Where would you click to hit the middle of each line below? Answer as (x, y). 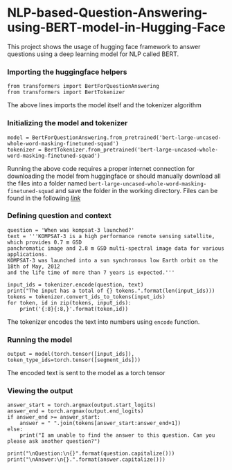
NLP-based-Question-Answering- (107, 13)
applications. (28, 254)
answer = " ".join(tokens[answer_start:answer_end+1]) (100, 424)
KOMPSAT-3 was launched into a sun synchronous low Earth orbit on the (113, 260)
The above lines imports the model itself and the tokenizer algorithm (105, 105)
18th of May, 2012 (34, 266)
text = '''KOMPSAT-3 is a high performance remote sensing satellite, (111, 236)
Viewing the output (40, 391)
